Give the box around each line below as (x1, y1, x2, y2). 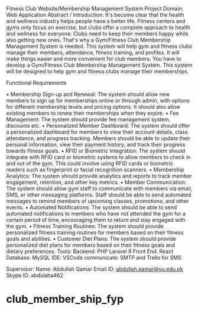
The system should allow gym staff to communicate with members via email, (6, 185, 193, 192)
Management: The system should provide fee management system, (6, 116, 171, 123)
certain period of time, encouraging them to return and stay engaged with (6, 216, 186, 223)
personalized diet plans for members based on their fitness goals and (6, 242, 176, 248)
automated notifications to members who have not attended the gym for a (6, 210, 186, 217)
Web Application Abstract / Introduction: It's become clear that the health (6, 11, 184, 18)
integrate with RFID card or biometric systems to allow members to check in (6, 154, 191, 160)
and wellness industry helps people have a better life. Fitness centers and (6, 18, 186, 24)
